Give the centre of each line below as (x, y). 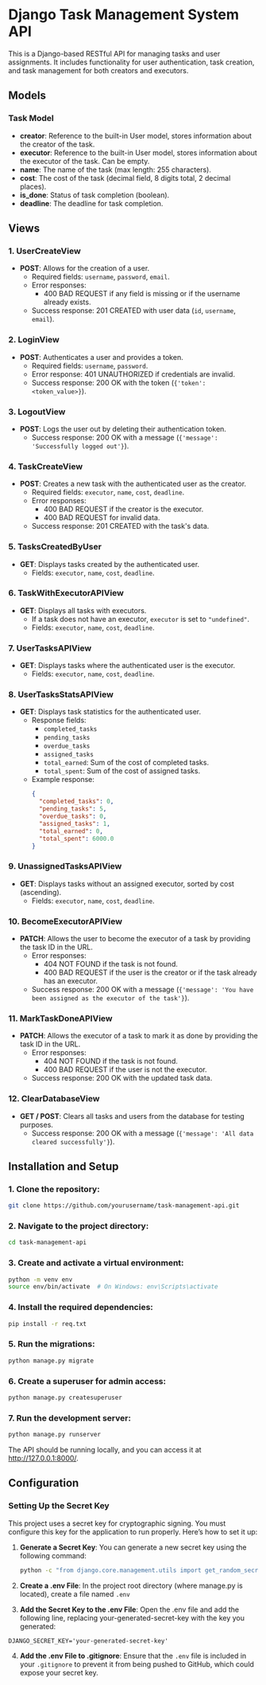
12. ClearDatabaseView (54, 1099)
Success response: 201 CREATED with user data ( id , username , (134, 311)
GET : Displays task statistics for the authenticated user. (110, 712)
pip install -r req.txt (48, 1323)
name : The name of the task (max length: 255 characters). (116, 170)
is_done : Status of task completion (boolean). (94, 195)
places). (33, 186)
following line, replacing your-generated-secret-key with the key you (132, 1617)
